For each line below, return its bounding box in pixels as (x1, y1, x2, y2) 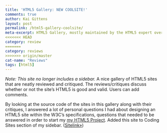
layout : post (5, 21, 32, 26)
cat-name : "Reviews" (5, 58, 48, 63)
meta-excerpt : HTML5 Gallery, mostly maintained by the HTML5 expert (5, 30, 153, 35)
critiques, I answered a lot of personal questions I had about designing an (5, 107, 156, 113)
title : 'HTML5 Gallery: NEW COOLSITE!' (5, 7, 88, 12)
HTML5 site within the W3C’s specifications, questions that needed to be (5, 112, 155, 118)
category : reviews (5, 48, 43, 53)
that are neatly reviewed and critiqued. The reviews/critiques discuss (5, 81, 147, 87)
